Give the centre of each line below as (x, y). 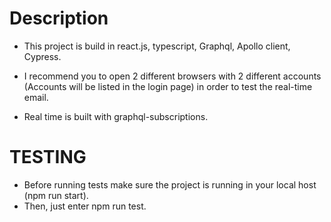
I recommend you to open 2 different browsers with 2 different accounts (172, 76)
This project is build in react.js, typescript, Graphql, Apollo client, (157, 46)
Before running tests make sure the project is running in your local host (170, 184)
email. (36, 97)
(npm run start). (56, 195)
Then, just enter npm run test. (85, 206)
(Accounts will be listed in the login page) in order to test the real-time (168, 86)
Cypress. (42, 56)
